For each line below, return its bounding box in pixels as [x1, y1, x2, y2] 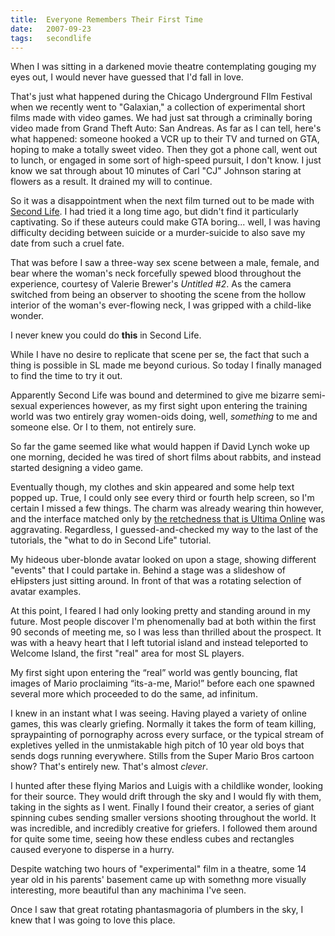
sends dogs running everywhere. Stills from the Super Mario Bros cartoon [10, 750, 315, 762]
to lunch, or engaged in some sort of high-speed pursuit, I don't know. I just [10, 154, 322, 166]
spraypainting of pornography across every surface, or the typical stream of [10, 729, 325, 741]
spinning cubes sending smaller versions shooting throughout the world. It [10, 812, 317, 824]
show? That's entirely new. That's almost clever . [10, 761, 209, 773]
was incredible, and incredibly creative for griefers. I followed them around [10, 822, 318, 835]
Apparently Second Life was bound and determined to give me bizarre [10, 389, 300, 401]
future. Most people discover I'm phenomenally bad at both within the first [10, 616, 317, 628]
